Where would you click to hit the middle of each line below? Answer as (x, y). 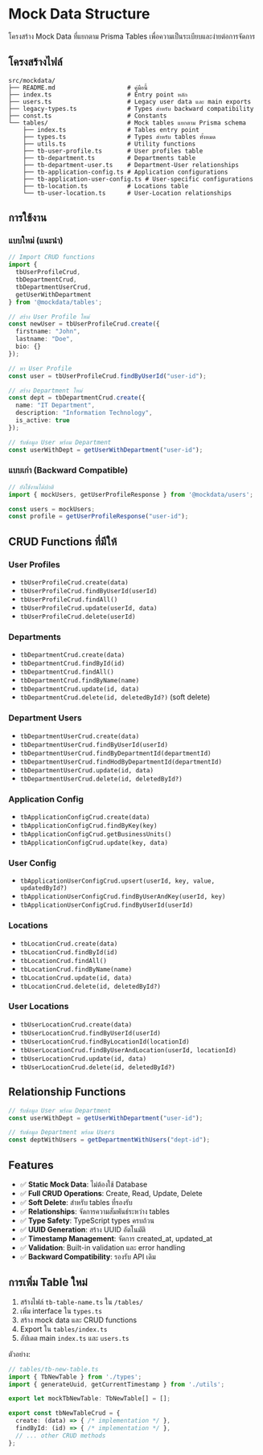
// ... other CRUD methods (61, 1436)
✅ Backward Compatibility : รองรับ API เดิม (88, 1256)
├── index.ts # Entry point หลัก (98, 94)
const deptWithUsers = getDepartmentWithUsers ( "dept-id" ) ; (109, 1140)
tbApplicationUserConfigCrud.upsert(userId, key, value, (117, 881)
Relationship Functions (67, 1092)
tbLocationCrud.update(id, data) (76, 978)
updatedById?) (43, 888)
